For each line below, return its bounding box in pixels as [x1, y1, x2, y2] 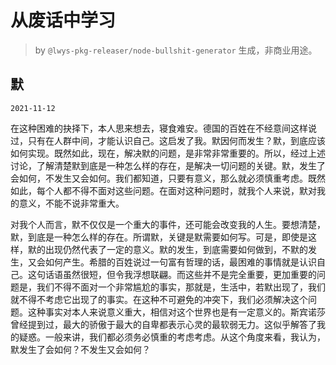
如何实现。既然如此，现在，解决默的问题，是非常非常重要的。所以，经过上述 [10, 147, 326, 159]
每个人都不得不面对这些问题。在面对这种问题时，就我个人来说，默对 [36, 184, 317, 196]
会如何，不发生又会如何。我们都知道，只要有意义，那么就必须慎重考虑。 [10, 172, 308, 184]
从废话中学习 [10, 9, 117, 32]
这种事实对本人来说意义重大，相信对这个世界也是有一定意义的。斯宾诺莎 [27, 306, 326, 318]
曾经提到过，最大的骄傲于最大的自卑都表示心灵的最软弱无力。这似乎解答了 [10, 318, 317, 330]
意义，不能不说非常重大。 [18, 197, 125, 209]
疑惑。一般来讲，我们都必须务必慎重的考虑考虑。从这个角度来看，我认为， [18, 331, 326, 343]
